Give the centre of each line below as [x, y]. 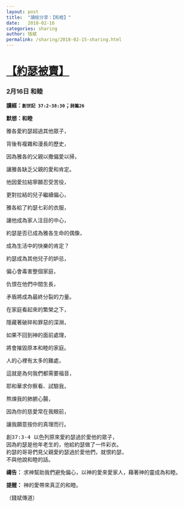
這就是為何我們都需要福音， [40, 373]
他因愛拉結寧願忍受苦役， [38, 182]
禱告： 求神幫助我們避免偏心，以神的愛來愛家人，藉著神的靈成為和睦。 [93, 472]
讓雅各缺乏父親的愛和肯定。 [40, 169]
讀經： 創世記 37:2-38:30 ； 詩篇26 [46, 106]
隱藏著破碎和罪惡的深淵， [38, 322]
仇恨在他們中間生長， [32, 284]
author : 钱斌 [22, 34]
